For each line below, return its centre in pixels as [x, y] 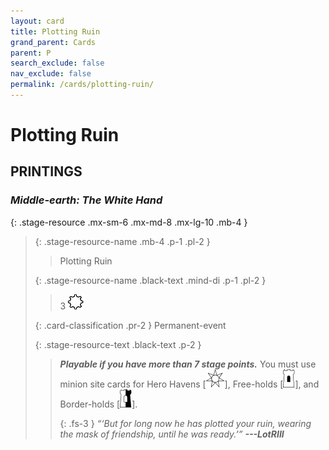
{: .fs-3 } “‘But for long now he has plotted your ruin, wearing [185, 423]
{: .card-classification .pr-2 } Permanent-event [130, 325]
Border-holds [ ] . [98, 404]
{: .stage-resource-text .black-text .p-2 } [118, 344]
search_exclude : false [57, 63]
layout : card [37, 21]
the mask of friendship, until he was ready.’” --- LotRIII [172, 434]
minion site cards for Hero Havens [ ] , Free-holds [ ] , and [189, 384]
